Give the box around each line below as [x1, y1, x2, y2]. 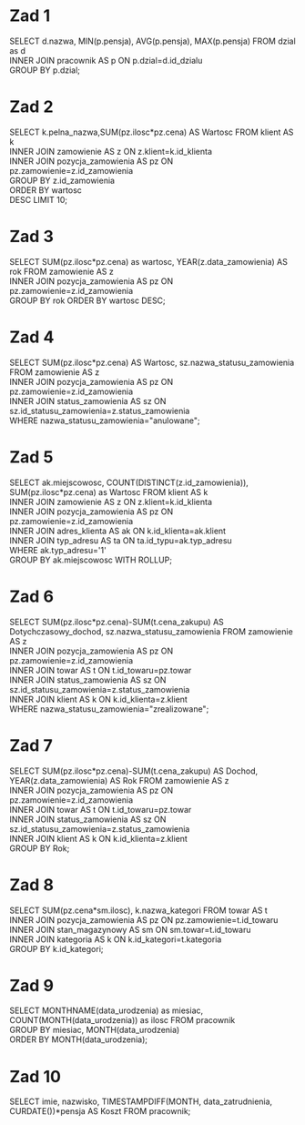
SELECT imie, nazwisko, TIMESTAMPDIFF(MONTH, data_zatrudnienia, [9, 1096, 273, 1107]
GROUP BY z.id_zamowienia [9, 175, 116, 186]
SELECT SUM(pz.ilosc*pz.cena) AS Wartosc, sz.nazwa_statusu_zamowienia [9, 357, 295, 368]
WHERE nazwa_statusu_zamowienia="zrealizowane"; [9, 703, 209, 715]
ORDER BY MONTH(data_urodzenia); [9, 1034, 148, 1045]
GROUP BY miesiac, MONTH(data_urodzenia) [9, 1025, 180, 1036]
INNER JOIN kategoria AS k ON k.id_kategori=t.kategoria [9, 934, 222, 945]
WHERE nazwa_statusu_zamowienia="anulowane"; [9, 415, 200, 426]
